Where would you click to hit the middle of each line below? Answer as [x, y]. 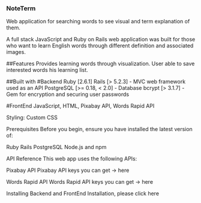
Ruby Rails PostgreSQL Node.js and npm [56, 147]
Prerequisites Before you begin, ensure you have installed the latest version [100, 129]
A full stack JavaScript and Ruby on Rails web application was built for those [101, 40]
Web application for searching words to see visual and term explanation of [98, 22]
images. [16, 52]
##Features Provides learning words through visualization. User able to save [100, 63]
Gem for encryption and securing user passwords [68, 95]
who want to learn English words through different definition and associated [100, 46]
